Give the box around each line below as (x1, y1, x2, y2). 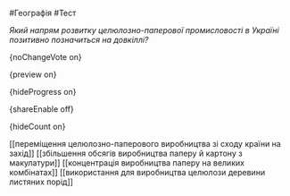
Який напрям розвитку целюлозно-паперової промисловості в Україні (9, 25, 279, 35)
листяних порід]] (9, 176, 74, 187)
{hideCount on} (9, 121, 66, 132)
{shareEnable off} (9, 104, 74, 115)
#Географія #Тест (9, 8, 77, 18)
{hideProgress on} (9, 87, 77, 97)
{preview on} (9, 69, 57, 80)
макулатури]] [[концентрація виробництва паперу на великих (9, 158, 245, 168)
